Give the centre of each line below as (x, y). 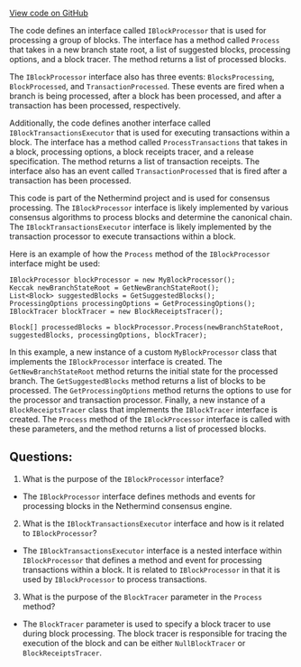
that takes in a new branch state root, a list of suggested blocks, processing (150, 50)
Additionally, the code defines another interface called (110, 123)
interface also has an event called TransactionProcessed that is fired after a (148, 171)
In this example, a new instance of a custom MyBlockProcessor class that (143, 352)
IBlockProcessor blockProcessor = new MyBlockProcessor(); (123, 280)
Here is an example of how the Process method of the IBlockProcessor (140, 254)
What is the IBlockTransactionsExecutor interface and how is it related (153, 523)
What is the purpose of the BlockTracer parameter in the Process (142, 597)
